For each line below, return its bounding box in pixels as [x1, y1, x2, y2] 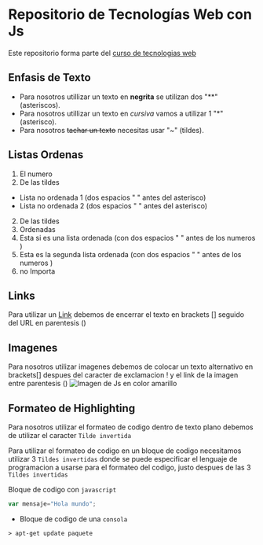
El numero [19, 169, 53, 179]
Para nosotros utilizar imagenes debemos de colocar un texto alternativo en [8, 362, 254, 371]
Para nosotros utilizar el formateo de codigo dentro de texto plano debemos [8, 422, 254, 432]
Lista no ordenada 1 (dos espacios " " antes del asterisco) [19, 193, 206, 202]
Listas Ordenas [8, 148, 84, 162]
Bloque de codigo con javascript [8, 485, 117, 494]
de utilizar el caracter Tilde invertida [8, 431, 132, 440]
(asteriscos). [19, 100, 60, 109]
